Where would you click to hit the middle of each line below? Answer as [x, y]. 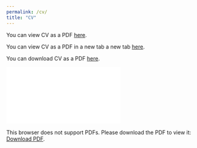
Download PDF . [26, 139]
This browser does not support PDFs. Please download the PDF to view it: [99, 132]
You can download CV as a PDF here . [53, 58]
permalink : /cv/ [27, 12]
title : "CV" [21, 18]
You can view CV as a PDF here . [47, 35]
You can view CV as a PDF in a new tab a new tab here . [75, 47]
